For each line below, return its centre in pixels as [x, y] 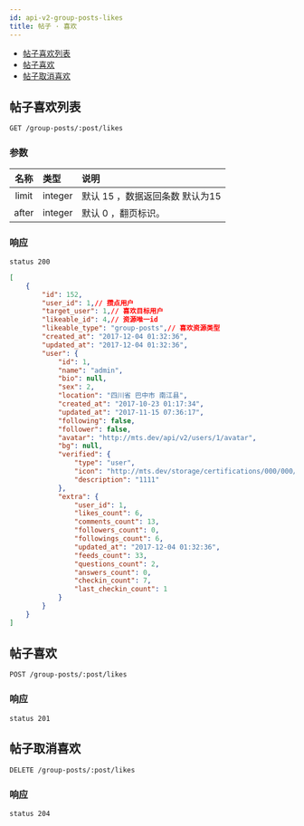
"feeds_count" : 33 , [110, 555]
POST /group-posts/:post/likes [68, 675]
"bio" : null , [82, 379]
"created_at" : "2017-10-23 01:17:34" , [131, 404]
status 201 [30, 718]
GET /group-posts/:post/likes [66, 129]
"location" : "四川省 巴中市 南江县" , [123, 396]
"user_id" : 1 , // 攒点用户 [88, 303]
